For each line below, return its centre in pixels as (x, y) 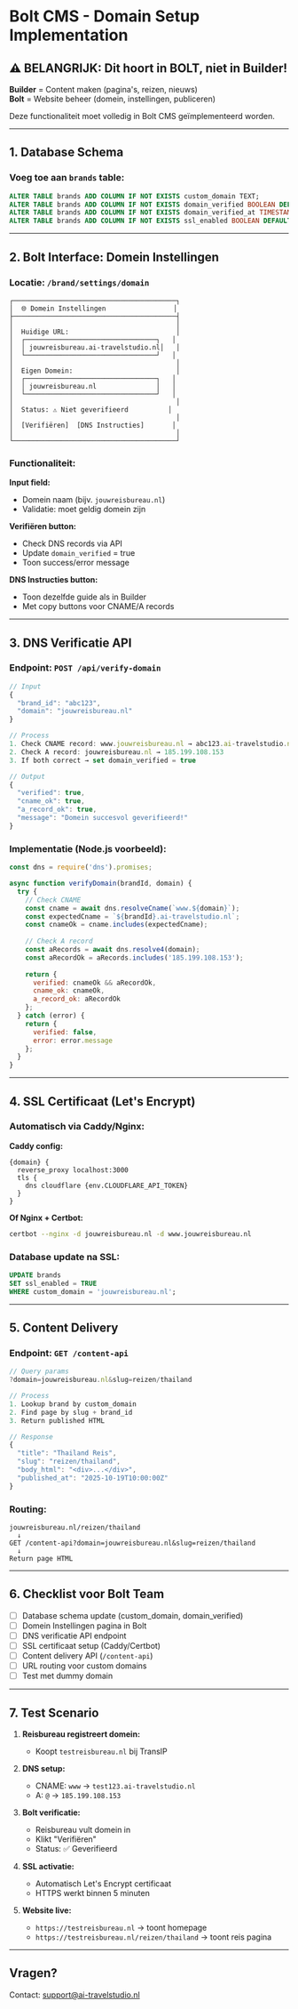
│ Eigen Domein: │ (94, 371)
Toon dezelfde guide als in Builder (84, 597)
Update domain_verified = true (78, 553)
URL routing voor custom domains (84, 1666)
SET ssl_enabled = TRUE (53, 1283)
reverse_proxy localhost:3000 (73, 1170)
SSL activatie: (48, 1867)
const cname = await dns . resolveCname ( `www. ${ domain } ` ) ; (133, 908)
